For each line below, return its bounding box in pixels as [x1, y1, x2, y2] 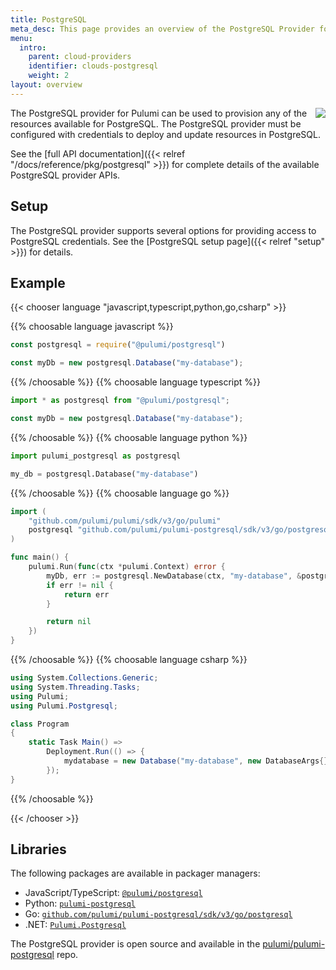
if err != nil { [46, 580, 114, 590]
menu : [10, 33, 33, 43]
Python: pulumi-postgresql [24, 897, 137, 910]
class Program [10, 719, 70, 729]
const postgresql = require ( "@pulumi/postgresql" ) [10, 340, 226, 350]
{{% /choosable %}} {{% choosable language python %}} [10, 431, 248, 443]
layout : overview [10, 80, 83, 90]
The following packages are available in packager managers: [10, 867, 261, 880]
